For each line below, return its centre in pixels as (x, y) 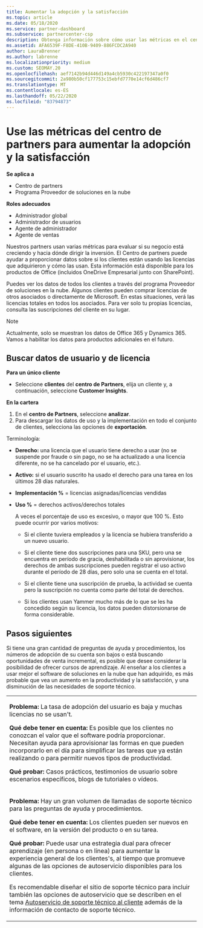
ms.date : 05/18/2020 (32, 23)
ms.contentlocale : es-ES (37, 91)
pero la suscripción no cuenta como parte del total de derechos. (104, 590)
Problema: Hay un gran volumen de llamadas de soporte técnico (101, 801)
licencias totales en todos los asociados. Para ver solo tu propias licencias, (99, 303)
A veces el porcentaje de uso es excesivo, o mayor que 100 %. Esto (99, 516)
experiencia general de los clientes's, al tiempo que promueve (97, 859)
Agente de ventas (37, 235)
